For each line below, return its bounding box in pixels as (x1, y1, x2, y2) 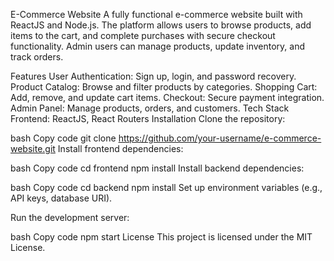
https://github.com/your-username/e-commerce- (118, 132, 322, 144)
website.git (10, 143, 56, 154)
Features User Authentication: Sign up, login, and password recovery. (10, 70, 297, 82)
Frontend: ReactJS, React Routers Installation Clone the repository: (10, 113, 286, 124)
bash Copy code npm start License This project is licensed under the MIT (10, 231, 313, 243)
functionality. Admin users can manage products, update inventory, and (10, 40, 305, 52)
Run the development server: (10, 212, 130, 223)
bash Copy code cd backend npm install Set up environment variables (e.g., (10, 182, 323, 193)
